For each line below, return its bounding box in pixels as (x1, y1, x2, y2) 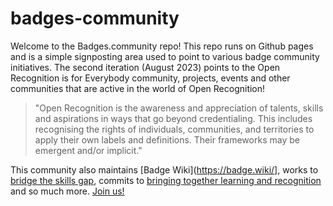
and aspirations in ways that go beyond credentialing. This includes (34, 112, 313, 124)
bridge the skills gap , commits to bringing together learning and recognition (10, 174, 322, 186)
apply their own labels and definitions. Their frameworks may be (34, 133, 300, 146)
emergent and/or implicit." (34, 144, 143, 156)
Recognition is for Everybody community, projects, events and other (10, 72, 291, 84)
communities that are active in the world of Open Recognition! (10, 82, 266, 94)
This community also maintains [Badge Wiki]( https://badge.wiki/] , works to (10, 163, 319, 176)
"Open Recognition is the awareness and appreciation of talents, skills (34, 102, 324, 114)
